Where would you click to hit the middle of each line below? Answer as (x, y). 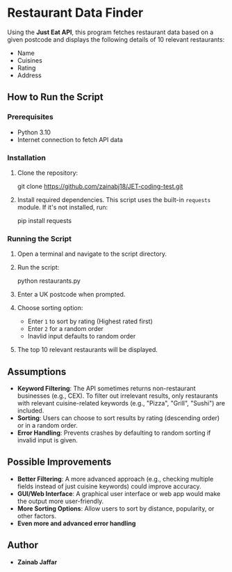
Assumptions (37, 372)
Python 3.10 (34, 132)
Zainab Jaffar (37, 562)
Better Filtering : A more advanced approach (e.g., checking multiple (115, 479)
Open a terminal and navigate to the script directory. (92, 254)
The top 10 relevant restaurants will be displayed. (88, 350)
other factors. (37, 516)
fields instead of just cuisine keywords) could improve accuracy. (109, 486)
